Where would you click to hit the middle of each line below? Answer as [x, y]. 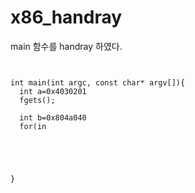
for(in [33, 126]
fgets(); [37, 100]
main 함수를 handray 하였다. [66, 46]
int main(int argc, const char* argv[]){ [98, 82]
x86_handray [66, 17]
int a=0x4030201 [53, 91]
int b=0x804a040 [53, 117]
